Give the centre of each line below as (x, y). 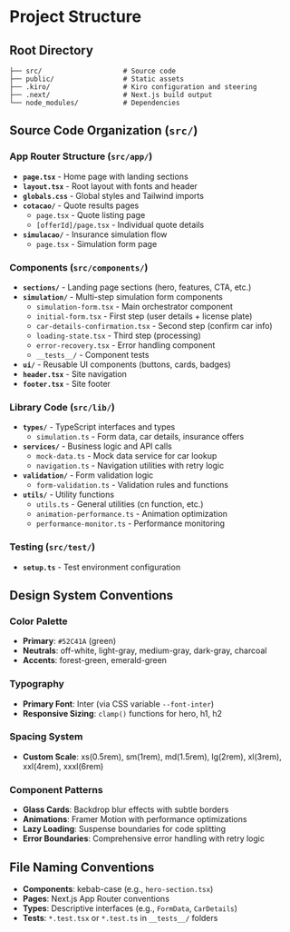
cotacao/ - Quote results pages (81, 205)
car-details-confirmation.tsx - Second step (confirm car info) (155, 325)
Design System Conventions (92, 595)
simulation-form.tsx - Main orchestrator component (134, 306)
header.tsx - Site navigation (74, 373)
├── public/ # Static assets (97, 79)
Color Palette (39, 621)
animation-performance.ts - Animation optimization (132, 514)
